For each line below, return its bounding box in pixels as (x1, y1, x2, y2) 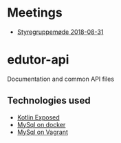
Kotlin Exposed (16, 113, 60, 122)
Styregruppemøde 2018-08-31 (16, 28, 104, 36)
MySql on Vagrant (16, 128, 69, 136)
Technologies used (7, 95, 91, 106)
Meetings (7, 5, 63, 21)
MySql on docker (16, 120, 66, 128)
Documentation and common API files (7, 75, 115, 83)
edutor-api (7, 52, 69, 68)
